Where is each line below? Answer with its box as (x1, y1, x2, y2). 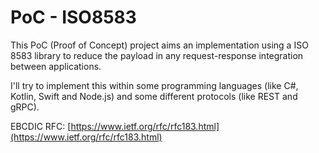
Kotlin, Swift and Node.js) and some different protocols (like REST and (10, 90, 298, 102)
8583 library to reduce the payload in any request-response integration (10, 49, 304, 61)
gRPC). (10, 101, 40, 113)
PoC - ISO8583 (10, 6, 137, 29)
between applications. (10, 60, 102, 72)
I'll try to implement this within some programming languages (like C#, (10, 79, 299, 91)
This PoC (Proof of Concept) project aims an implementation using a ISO (10, 39, 309, 51)
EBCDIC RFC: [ (10, 120, 72, 132)
